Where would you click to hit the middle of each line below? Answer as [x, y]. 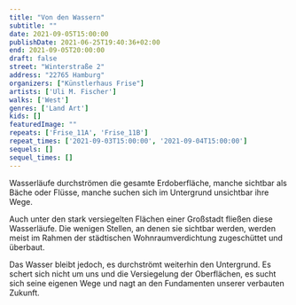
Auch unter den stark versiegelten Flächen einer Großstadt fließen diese [141, 219]
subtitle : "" [33, 26]
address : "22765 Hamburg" [57, 75]
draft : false [33, 59]
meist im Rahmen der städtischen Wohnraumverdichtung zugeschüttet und [146, 238]
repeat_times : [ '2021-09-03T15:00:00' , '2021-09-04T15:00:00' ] [129, 141]
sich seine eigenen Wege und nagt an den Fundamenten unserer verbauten [147, 283]
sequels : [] [31, 149]
